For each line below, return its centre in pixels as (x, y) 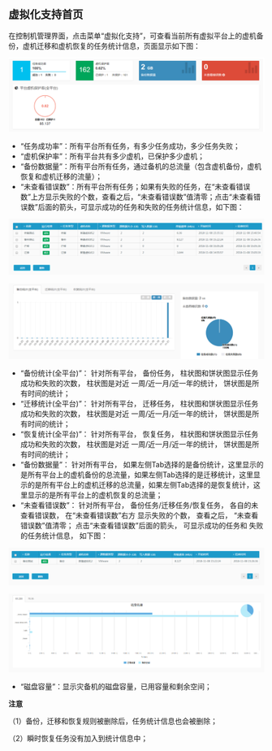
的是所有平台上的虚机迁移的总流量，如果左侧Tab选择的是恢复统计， (140, 485)
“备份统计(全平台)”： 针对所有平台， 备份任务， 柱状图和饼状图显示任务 (139, 373)
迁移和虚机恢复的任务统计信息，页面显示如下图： (118, 46)
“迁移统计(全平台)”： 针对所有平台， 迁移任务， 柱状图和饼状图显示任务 (139, 404)
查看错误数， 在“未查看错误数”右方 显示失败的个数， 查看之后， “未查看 (139, 515)
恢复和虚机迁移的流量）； (61, 176)
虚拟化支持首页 (46, 15)
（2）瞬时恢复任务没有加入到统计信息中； (78, 739)
